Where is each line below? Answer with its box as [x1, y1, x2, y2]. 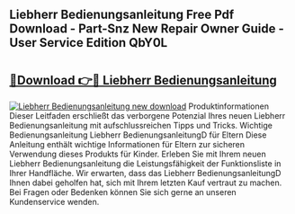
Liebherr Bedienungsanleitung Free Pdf [9, 7, 235, 22]
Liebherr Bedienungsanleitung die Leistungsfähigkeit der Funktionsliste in [9, 158, 282, 169]
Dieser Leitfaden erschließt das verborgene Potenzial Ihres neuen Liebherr [9, 111, 286, 120]
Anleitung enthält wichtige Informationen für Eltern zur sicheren [9, 139, 246, 149]
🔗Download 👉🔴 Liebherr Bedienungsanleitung [9, 72, 277, 88]
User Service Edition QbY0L [9, 35, 168, 50]
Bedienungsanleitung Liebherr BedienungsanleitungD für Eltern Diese [9, 129, 267, 140]
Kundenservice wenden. [9, 197, 100, 207]
